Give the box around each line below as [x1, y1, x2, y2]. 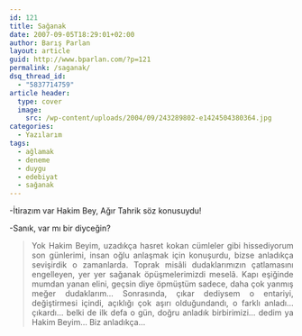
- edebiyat [17, 172, 59, 181]
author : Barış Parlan [9, 38, 91, 48]
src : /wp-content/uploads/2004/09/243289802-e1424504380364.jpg [25, 114, 272, 123]
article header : [9, 88, 70, 97]
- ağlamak [17, 147, 54, 156]
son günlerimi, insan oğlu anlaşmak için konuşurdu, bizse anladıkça [31, 250, 294, 261]
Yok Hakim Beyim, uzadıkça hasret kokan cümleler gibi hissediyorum [31, 241, 294, 251]
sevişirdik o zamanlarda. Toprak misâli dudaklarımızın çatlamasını [31, 259, 294, 270]
